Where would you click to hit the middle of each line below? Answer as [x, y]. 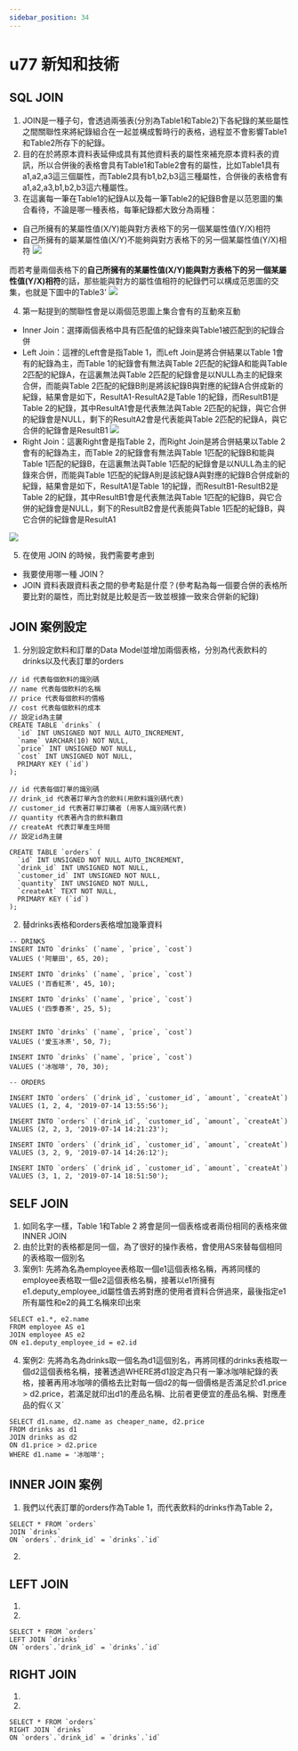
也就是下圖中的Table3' [65, 292]
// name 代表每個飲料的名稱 [55, 689]
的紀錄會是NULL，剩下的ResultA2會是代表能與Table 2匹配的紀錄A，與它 [154, 419]
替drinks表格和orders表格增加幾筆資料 [92, 925]
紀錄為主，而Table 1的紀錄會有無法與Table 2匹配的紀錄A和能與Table [162, 363]
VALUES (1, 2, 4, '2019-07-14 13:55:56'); [89, 1106]
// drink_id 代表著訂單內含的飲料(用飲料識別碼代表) [97, 799]
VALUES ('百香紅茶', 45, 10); [62, 984]
